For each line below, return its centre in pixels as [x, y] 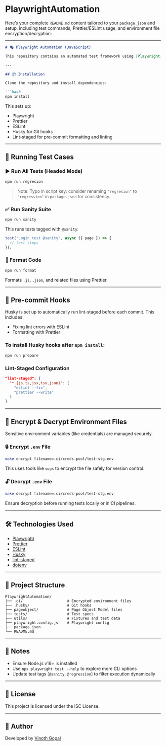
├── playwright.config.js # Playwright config [57, 623]
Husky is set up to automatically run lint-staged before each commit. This [80, 312]
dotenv [20, 565]
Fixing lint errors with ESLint [41, 327]
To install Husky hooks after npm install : [55, 345]
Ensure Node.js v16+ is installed [45, 663]
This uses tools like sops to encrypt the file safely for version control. [75, 468]
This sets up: [18, 106]
